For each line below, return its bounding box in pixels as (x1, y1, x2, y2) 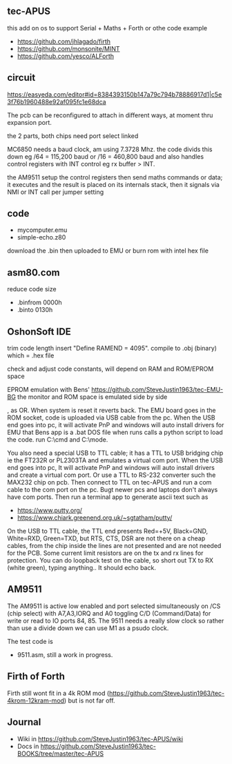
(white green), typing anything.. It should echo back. (7, 564, 157, 572)
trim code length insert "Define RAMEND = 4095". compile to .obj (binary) (7, 344, 217, 353)
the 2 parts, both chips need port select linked (7, 131, 139, 140)
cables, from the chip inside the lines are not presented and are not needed (7, 542, 222, 550)
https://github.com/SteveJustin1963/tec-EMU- (90, 386, 224, 394)
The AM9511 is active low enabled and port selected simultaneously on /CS (7, 602, 221, 610)
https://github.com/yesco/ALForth (17, 52, 115, 60)
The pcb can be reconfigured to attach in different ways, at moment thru (7, 110, 213, 119)
